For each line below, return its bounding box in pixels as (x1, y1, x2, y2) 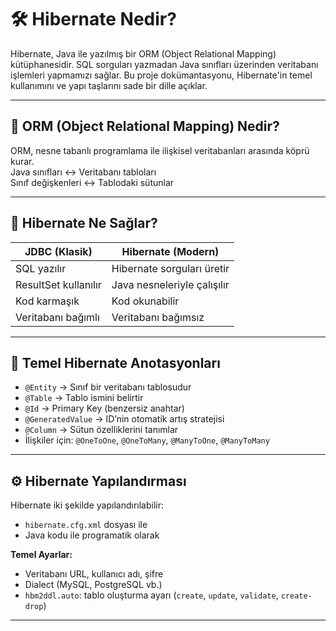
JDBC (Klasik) (24, 244, 93, 258)
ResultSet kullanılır (15, 277, 102, 291)
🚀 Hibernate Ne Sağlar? (10, 215, 158, 232)
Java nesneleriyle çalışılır (111, 277, 230, 291)
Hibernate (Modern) (121, 244, 220, 258)
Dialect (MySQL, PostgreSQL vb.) (24, 579, 163, 591)
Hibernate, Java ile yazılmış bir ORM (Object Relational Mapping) (10, 47, 277, 60)
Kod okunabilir (111, 294, 180, 308)
